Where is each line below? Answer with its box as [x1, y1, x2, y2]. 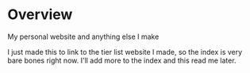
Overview [7, 6, 73, 24]
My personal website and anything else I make [7, 32, 160, 41]
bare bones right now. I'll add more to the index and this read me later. [7, 56, 237, 65]
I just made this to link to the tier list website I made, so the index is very [7, 47, 243, 56]
